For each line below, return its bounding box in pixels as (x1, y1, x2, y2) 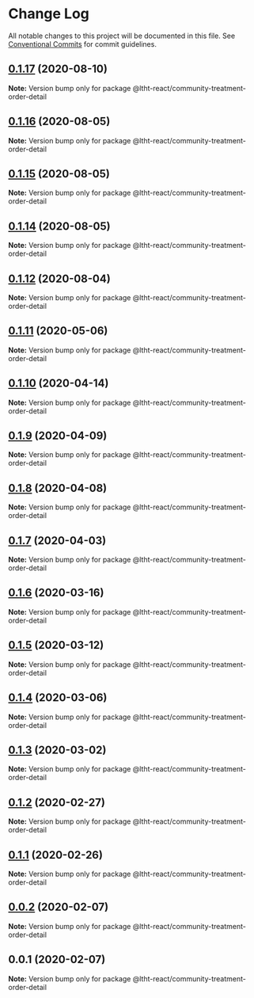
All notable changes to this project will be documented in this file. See (8, 31, 236, 40)
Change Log (8, 5, 89, 23)
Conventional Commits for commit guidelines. (8, 39, 157, 48)
